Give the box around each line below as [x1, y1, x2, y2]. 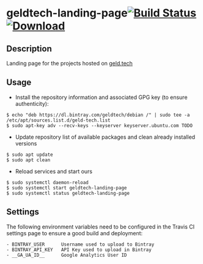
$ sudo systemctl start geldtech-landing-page [6, 185, 127, 191]
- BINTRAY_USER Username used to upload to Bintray [6, 241, 155, 248]
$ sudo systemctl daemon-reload [6, 179, 89, 186]
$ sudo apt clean [6, 156, 51, 163]
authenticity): [15, 100, 49, 107]
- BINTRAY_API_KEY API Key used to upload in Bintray [6, 246, 152, 253]
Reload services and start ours [15, 167, 93, 175]
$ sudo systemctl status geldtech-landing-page [6, 190, 130, 196]
